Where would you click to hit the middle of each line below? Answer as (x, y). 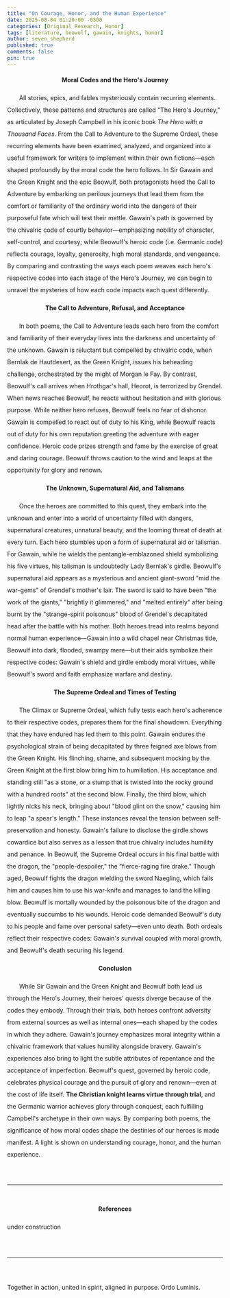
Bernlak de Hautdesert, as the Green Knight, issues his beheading (100, 362)
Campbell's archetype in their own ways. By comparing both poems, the (109, 1118)
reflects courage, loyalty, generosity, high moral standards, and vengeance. (114, 254)
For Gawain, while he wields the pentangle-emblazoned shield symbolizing (113, 554)
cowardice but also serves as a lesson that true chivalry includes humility (110, 842)
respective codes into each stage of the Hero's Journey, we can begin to (110, 278)
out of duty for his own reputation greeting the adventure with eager (103, 434)
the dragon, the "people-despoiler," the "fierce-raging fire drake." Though (111, 866)
